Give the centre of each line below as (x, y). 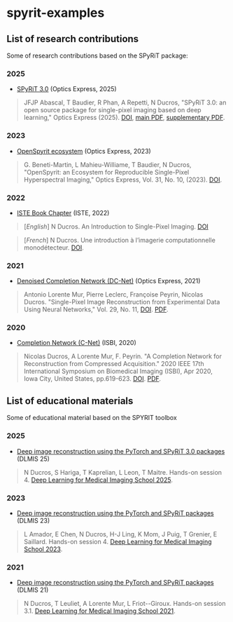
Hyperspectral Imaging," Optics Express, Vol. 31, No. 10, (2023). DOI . (122, 180)
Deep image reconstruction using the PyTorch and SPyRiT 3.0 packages (121, 451)
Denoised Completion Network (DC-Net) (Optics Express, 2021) (108, 281)
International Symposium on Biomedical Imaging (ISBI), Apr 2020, (118, 371)
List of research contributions (73, 39)
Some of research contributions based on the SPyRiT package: (97, 55)
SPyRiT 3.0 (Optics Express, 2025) (66, 89)
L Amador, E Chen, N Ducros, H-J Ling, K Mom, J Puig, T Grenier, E (120, 534)
